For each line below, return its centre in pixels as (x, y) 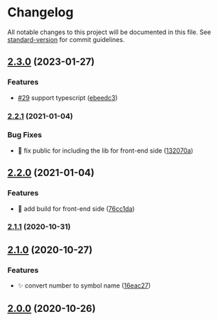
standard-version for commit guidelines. (66, 39)
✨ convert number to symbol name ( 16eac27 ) (84, 285)
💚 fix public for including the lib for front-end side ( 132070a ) (105, 151)
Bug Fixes (25, 135)
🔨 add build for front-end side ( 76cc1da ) (76, 208)
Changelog (40, 12)
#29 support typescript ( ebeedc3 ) (68, 97)
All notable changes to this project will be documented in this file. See (109, 32)
